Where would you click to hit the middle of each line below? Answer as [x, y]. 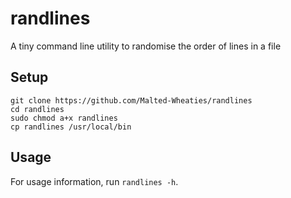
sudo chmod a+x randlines [64, 118]
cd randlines [37, 109]
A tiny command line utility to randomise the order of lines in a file [146, 46]
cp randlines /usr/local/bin [71, 127]
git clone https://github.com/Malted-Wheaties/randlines [131, 100]
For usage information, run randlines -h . [94, 181]
